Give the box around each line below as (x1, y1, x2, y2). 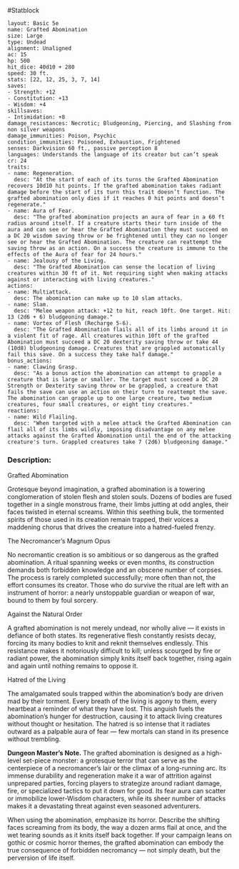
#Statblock (7, 6, 39, 14)
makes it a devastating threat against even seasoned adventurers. (7, 802, 201, 810)
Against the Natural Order (7, 610, 83, 618)
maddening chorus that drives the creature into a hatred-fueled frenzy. (7, 523, 215, 531)
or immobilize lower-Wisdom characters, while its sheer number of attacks (7, 794, 226, 803)
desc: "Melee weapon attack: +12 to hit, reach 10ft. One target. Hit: (14, 307, 232, 314)
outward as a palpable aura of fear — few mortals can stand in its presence (7, 728, 229, 736)
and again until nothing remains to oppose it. (7, 662, 138, 670)
